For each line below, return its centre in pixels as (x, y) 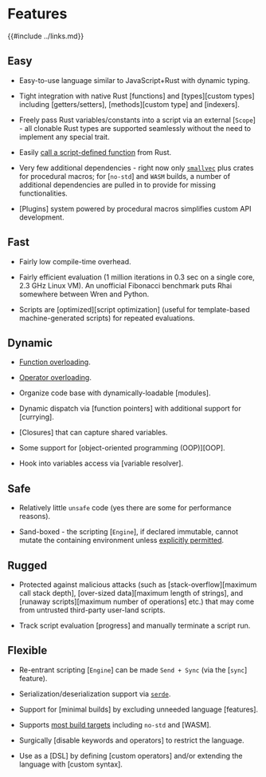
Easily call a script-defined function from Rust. (95, 152)
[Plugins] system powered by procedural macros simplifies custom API (135, 208)
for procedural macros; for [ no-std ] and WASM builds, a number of (125, 176)
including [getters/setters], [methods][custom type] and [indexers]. (129, 104)
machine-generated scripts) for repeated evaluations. (107, 318)
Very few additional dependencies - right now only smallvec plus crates (136, 168)
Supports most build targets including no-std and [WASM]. (115, 724)
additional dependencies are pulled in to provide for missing (117, 184)
